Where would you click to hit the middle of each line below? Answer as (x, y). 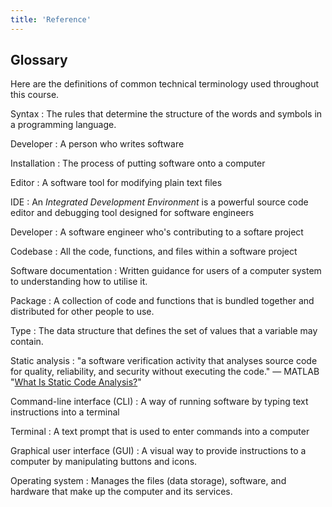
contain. (27, 342)
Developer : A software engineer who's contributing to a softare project (157, 232)
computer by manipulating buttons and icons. (104, 462)
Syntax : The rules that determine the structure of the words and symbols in (166, 114)
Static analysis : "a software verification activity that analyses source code (164, 361)
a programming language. (63, 125)
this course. (35, 95)
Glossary (39, 60)
